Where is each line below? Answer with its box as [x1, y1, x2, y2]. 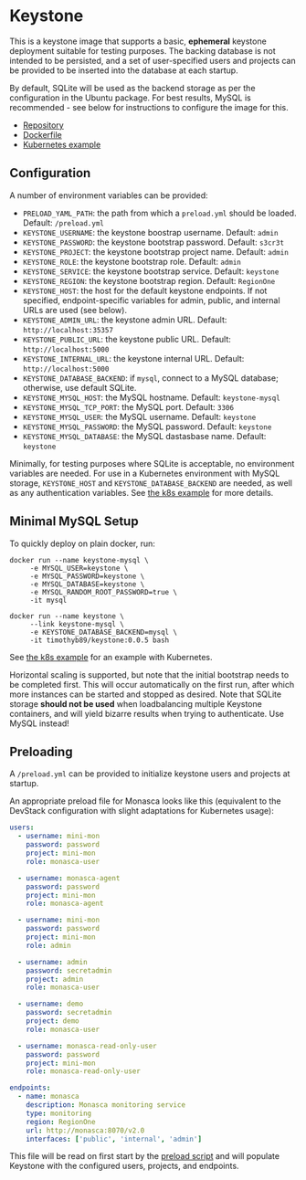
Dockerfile [22, 129, 62, 140]
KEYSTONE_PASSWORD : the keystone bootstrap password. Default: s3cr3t [22, 237, 285, 248]
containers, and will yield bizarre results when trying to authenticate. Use [9, 708, 285, 719]
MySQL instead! [9, 718, 70, 729]
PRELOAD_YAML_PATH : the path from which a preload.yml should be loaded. [22, 207, 297, 218]
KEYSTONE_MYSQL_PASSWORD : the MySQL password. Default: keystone [22, 421, 272, 432]
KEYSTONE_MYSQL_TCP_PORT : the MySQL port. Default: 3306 [22, 401, 235, 412]
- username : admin [17, 957, 89, 966]
